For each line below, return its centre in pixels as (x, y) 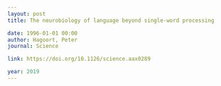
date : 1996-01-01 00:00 (43, 33)
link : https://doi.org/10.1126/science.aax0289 (79, 59)
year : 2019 (23, 72)
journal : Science (33, 47)
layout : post (27, 14)
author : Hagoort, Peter (43, 39)
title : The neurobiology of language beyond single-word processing (111, 20)
